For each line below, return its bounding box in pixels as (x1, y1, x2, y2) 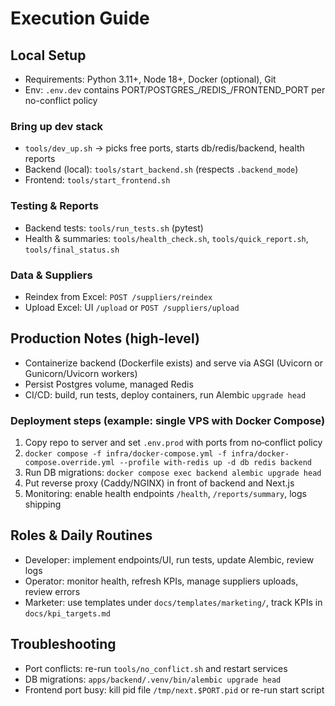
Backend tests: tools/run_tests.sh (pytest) (24, 222, 204, 234)
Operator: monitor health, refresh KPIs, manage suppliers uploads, (24, 575, 299, 587)
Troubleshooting (10, 636, 117, 653)
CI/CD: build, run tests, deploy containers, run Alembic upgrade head (24, 388, 307, 401)
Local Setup (10, 47, 87, 64)
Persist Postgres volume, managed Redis (24, 378, 194, 390)
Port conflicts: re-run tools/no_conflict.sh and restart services (24, 662, 288, 674)
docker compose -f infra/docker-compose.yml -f (24, 449, 227, 459)
